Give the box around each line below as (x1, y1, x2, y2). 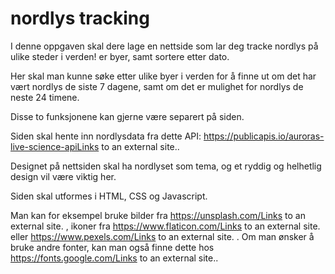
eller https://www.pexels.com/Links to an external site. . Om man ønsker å (10, 230, 315, 242)
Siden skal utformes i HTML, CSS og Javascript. (10, 190, 208, 202)
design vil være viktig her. (10, 170, 117, 182)
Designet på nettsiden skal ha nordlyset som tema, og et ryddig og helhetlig (10, 160, 322, 172)
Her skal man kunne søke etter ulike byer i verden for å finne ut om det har (10, 70, 317, 82)
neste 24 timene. (10, 91, 80, 103)
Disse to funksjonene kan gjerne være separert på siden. (10, 110, 245, 122)
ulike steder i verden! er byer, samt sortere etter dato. (10, 50, 230, 62)
